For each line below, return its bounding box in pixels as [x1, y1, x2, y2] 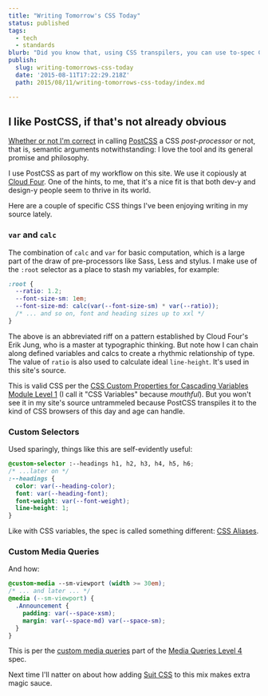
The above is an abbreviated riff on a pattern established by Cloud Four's [8, 331, 249, 341]
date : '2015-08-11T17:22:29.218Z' [15, 71, 130, 79]
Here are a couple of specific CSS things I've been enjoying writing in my [8, 201, 249, 211]
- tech [15, 34, 37, 42]
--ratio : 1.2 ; [15, 287, 62, 295]
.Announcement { [15, 602, 69, 611]
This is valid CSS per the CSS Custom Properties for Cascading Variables [8, 381, 249, 390]
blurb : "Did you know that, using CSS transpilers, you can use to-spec [8, 49, 255, 57]
